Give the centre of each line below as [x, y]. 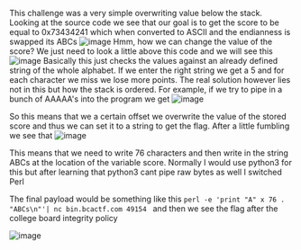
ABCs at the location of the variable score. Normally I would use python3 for [151, 162]
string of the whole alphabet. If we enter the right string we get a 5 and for [147, 70]
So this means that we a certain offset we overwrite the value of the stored [148, 116]
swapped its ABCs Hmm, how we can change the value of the [141, 41]
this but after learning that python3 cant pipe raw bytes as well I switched [146, 172]
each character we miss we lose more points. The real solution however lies [150, 80]
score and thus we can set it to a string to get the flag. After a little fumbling [150, 126]
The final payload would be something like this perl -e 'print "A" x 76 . [147, 199]
